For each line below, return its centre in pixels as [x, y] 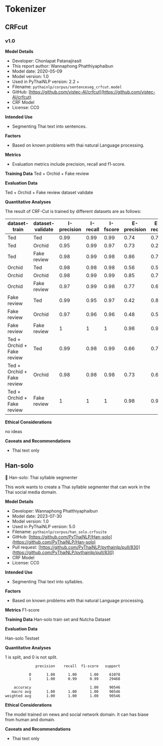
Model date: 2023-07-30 [37, 516]
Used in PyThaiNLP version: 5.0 [44, 526]
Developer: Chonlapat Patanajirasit [47, 61]
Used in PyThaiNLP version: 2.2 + [46, 81]
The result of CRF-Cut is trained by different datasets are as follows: [73, 211]
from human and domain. [30, 719]
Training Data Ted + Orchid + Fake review [47, 173]
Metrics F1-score [22, 610]
